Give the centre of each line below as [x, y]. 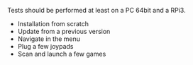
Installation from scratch [53, 24]
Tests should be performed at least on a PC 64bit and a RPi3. [96, 10]
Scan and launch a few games [62, 54]
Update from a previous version [64, 31]
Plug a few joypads [45, 46]
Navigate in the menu [49, 39]
